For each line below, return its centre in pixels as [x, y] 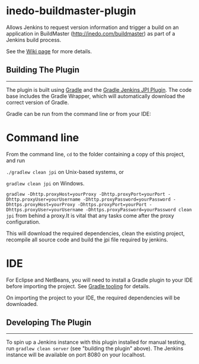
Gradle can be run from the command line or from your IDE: [78, 114]
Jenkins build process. [34, 40]
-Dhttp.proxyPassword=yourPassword [126, 199]
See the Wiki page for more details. [49, 51]
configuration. [23, 222]
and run [16, 160]
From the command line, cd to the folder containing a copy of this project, [96, 154]
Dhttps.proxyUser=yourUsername [45, 210]
